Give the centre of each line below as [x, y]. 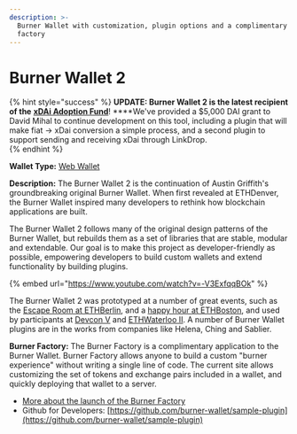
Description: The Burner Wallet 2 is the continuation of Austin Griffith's [139, 183]
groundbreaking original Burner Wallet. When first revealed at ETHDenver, [144, 193]
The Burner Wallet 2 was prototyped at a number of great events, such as [143, 301]
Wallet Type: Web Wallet [55, 167]
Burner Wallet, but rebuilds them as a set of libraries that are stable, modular [148, 238]
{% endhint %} [36, 149]
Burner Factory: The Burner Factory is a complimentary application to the [144, 346]
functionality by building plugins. [69, 267]
